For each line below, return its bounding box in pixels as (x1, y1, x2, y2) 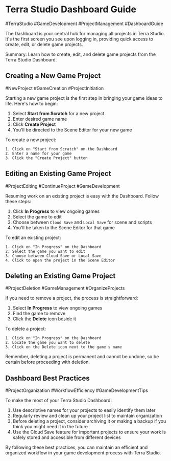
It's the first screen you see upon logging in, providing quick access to (5, 36, 154, 42)
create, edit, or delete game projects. (5, 41, 83, 47)
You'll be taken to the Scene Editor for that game (12, 224, 115, 231)
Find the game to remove (12, 311, 66, 317)
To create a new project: (5, 137, 57, 143)
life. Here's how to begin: (5, 100, 58, 106)
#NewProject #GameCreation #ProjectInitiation (5, 85, 104, 91)
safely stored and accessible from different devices (12, 434, 121, 441)
